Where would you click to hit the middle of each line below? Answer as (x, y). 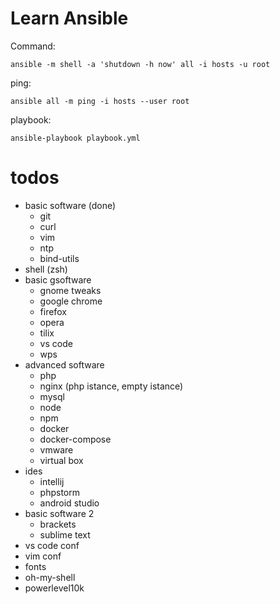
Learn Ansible (69, 18)
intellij (52, 481)
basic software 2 (59, 513)
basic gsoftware (58, 279)
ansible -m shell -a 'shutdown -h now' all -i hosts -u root (140, 64)
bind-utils (59, 258)
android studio (69, 503)
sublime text (65, 534)
